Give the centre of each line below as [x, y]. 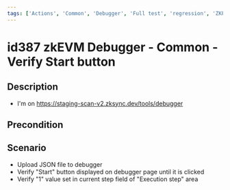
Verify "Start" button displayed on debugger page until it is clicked [111, 172]
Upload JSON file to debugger [60, 164]
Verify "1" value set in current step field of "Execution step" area [107, 179]
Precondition [35, 125]
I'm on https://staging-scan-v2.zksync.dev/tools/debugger [100, 103]
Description [33, 87]
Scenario [27, 148]
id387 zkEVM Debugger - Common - [113, 47]
